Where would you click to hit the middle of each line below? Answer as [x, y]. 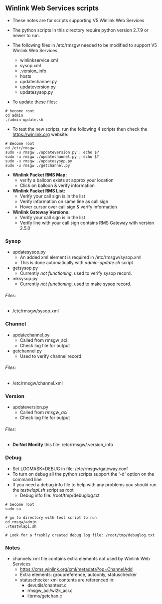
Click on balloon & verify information [57, 185]
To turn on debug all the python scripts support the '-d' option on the [83, 474]
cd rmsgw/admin [21, 522]
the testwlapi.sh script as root [43, 490]
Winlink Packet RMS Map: [40, 174]
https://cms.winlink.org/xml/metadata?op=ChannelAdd [76, 569]
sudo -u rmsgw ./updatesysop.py [39, 161]
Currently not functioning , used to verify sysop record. [76, 273]
